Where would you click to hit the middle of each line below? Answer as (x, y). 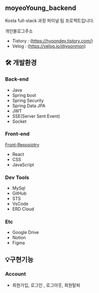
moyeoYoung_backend (41, 8)
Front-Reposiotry (22, 145)
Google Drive (25, 233)
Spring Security (28, 100)
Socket (19, 121)
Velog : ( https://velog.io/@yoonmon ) (49, 46)
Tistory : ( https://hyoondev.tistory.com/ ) (52, 41)
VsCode (20, 204)
